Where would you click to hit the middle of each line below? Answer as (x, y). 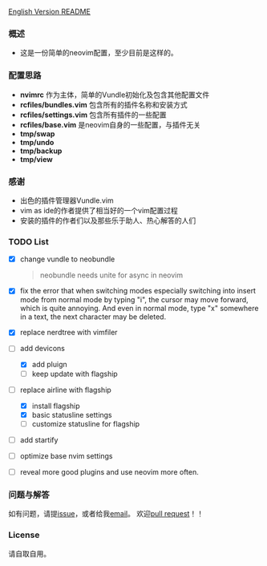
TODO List (29, 241)
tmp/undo (37, 142)
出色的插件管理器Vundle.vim (67, 200)
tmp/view (36, 159)
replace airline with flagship (66, 390)
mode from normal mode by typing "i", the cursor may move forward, (134, 300)
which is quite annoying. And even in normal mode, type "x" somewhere (139, 309)
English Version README (49, 12)
